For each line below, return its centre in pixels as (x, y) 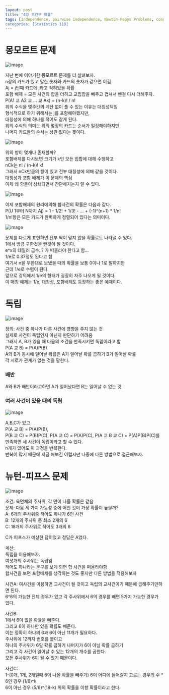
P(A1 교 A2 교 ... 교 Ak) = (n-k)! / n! (40, 100)
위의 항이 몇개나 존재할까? (31, 152)
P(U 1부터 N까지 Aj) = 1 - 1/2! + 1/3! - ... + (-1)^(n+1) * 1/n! (63, 211)
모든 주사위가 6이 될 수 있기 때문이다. (41, 658)
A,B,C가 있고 (18, 422)
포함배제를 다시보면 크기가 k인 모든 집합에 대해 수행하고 (60, 159)
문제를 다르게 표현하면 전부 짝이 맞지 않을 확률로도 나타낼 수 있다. (69, 238)
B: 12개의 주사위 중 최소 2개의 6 (36, 520)
